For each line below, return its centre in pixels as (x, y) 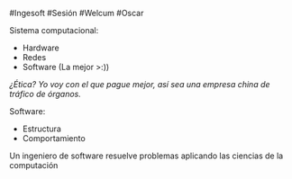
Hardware (41, 48)
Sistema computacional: (54, 30)
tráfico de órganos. (45, 94)
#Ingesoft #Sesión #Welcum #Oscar (77, 13)
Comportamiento (54, 138)
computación (34, 165)
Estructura (41, 129)
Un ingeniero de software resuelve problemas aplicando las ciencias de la (146, 156)
